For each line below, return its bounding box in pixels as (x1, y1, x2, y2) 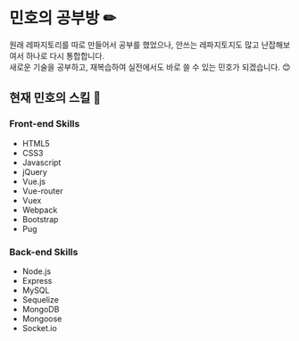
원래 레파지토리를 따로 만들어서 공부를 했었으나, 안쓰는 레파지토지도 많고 (9, 39, 260, 50)
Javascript (21, 157, 62, 168)
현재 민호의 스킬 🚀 (9, 90, 101, 105)
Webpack (21, 204, 58, 215)
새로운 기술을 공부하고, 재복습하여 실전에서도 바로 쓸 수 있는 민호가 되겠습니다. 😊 (9, 62, 291, 72)
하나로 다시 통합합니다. (25, 50, 105, 61)
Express (21, 275, 53, 286)
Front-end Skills (9, 118, 80, 130)
